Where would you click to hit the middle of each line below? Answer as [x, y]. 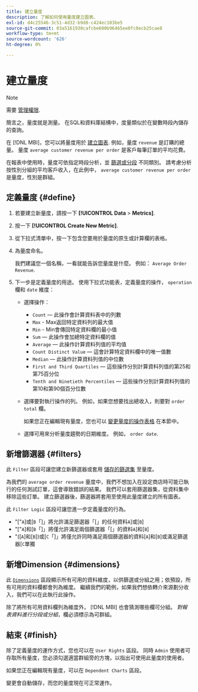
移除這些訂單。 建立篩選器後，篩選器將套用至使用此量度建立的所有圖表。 [95, 497]
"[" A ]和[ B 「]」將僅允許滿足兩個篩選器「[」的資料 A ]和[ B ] [82, 529]
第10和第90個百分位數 [59, 389]
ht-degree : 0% [24, 45]
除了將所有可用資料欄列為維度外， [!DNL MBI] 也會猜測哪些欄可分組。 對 [94, 607]
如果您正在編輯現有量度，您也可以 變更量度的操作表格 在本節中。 [103, 421]
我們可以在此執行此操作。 [47, 594]
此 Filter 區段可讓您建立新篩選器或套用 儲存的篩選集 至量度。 [82, 469]
